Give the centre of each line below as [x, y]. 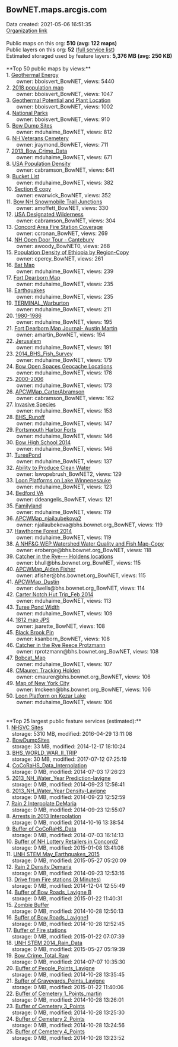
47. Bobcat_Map [26, 658]
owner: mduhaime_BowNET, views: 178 [64, 373]
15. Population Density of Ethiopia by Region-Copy [68, 252]
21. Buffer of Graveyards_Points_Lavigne [55, 981]
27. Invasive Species [31, 404]
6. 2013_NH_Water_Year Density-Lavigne [56, 791]
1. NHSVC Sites [25, 727]
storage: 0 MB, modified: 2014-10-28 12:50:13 [68, 911]
